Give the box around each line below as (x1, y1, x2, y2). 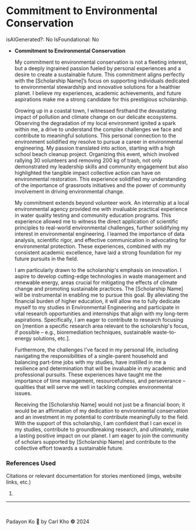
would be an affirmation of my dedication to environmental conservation (14, 407, 188, 414)
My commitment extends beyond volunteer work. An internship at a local (14, 199, 190, 206)
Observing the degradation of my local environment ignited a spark (14, 119, 176, 126)
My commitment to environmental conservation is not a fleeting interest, (14, 58, 188, 65)
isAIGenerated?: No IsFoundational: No (6, 36, 99, 43)
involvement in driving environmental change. (14, 188, 124, 195)
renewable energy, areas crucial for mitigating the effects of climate (14, 279, 178, 286)
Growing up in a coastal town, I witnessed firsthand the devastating (14, 107, 177, 114)
